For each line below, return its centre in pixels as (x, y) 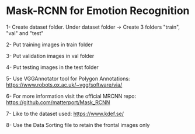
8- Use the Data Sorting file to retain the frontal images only (78, 125)
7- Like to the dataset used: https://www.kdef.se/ (65, 114)
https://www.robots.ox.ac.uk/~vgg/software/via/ (64, 85)
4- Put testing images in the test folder (53, 67)
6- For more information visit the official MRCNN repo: (71, 96)
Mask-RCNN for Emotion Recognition (98, 11)
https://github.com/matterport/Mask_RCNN (58, 102)
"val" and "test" (25, 33)
